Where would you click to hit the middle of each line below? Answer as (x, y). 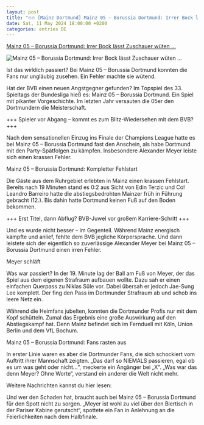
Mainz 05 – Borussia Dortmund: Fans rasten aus (66, 343)
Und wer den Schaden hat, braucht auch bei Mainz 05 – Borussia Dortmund (101, 398)
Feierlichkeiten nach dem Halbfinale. (52, 417)
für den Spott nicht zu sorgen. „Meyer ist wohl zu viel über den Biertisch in (100, 404)
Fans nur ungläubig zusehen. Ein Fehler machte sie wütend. (81, 76)
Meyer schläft (23, 262)
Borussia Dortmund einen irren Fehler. (54, 250)
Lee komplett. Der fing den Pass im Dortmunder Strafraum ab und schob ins (102, 293)
